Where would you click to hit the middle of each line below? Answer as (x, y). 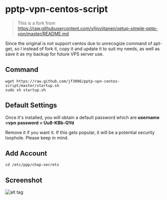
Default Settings (31, 105)
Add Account (26, 153)
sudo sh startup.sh (26, 90)
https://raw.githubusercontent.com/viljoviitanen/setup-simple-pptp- (88, 28)
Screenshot (24, 180)
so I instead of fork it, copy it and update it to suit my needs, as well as (87, 48)
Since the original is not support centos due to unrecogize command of (79, 43)
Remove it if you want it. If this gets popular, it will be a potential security (80, 132)
